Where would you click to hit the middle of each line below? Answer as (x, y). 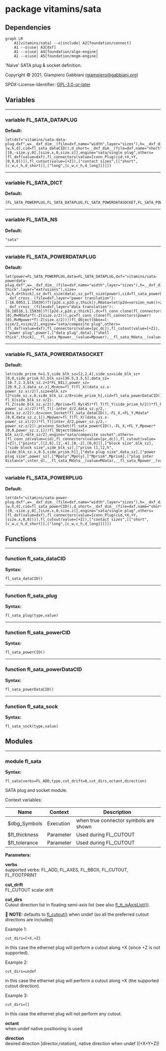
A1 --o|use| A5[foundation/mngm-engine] (56, 56)
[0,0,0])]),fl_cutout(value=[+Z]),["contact (52, 161)
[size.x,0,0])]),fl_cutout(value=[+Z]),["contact (57, 519)
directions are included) (29, 920)
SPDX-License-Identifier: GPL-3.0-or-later (48, 84)
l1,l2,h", (104, 448)
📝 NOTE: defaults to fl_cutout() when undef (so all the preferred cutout (77, 914)
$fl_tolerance (23, 843)
